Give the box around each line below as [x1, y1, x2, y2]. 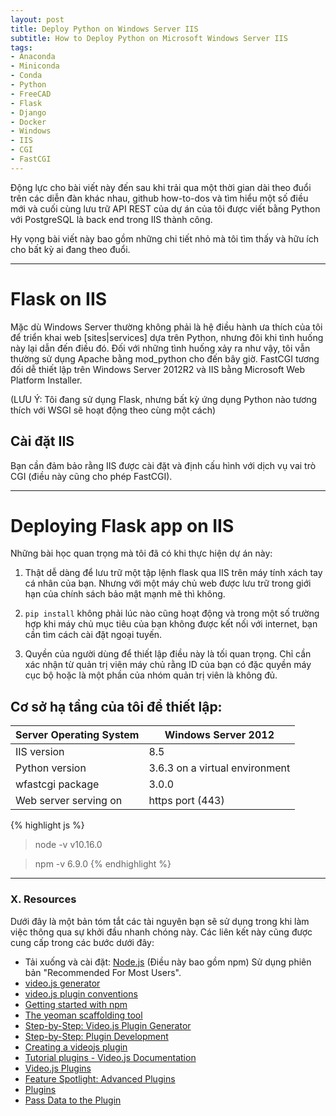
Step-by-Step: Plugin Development [24, 1030, 169, 1042]
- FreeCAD [10, 89, 52, 99]
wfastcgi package [15, 777, 100, 791]
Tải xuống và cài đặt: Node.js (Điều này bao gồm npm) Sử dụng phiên [24, 956, 312, 968]
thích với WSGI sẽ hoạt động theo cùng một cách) [10, 404, 217, 416]
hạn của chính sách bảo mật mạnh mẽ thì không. [24, 588, 226, 600]
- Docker [10, 117, 47, 127]
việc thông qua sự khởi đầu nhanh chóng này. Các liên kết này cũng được [10, 926, 313, 938]
